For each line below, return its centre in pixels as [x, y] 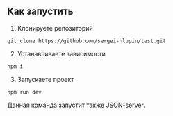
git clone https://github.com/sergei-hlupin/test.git [87, 41]
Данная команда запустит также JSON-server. [76, 105]
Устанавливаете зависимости [61, 53]
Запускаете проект [46, 79]
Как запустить [40, 11]
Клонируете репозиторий [55, 28]
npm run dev [24, 92]
